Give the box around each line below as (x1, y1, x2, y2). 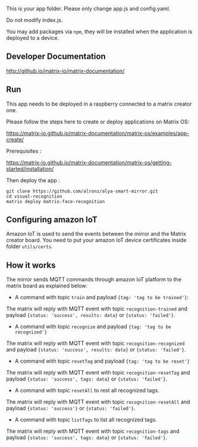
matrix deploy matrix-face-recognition (6, 198, 105, 204)
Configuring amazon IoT (6, 215, 98, 225)
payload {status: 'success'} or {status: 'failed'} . (6, 405, 136, 412)
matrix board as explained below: (6, 282, 88, 290)
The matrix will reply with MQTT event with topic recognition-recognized (6, 340, 186, 347)
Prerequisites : (6, 147, 42, 154)
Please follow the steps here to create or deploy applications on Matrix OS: (6, 118, 190, 125)
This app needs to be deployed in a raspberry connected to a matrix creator (6, 100, 192, 107)
